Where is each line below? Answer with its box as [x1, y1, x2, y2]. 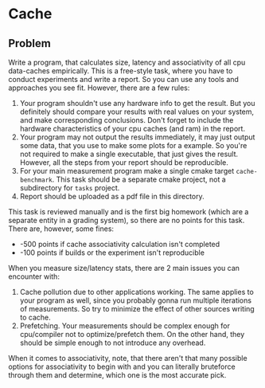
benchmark [19, 176, 53, 184]
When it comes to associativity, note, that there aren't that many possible [8, 354, 248, 363]
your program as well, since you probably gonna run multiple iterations [19, 296, 252, 305]
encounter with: [8, 272, 60, 281]
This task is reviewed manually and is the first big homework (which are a [8, 207, 249, 216]
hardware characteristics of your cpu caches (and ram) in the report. [19, 124, 245, 133]
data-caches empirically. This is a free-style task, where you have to [8, 66, 233, 76]
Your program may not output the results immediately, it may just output [19, 132, 255, 142]
